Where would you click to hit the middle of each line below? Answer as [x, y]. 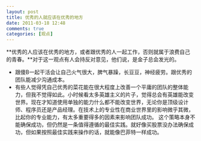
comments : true [25, 28]
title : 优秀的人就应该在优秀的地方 [45, 17]
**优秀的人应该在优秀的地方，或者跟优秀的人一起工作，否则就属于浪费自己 [98, 52]
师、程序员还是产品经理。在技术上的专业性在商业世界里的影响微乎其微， [104, 110]
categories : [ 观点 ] [30, 34]
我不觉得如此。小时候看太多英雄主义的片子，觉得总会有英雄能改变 [112, 95]
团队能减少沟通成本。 [41, 80]
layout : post [22, 12]
